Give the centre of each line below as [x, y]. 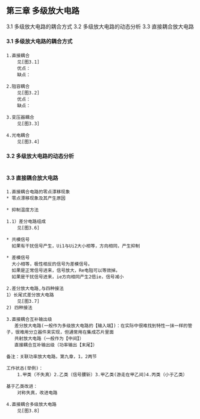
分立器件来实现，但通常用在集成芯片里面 [71, 332]
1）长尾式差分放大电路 [30, 295]
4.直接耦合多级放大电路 [32, 405]
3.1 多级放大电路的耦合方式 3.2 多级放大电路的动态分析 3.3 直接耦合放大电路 [100, 26]
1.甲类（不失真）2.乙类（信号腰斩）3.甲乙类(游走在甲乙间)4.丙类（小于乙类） [102, 375]
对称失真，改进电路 [37, 393]
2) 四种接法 [20, 308]
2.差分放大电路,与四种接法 [35, 289]
